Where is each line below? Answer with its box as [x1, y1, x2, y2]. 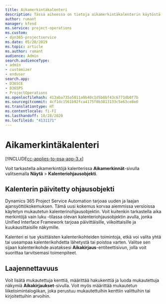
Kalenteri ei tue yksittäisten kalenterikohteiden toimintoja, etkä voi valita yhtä [5, 234, 162, 240]
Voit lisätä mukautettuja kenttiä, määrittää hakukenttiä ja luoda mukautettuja [5, 277, 160, 283]
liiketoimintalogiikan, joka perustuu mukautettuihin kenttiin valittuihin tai [5, 288, 151, 294]
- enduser [5, 72, 26, 77]
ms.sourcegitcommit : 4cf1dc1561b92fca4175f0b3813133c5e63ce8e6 [5, 100, 139, 105]
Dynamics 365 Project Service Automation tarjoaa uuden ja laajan [5, 198, 139, 204]
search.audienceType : [5, 58, 50, 63]
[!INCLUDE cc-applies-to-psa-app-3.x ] [5, 156, 84, 162]
